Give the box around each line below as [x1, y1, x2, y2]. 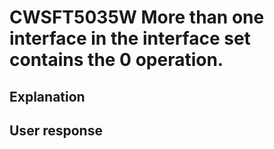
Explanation [9, 88, 86, 105]
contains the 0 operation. [9, 49, 224, 71]
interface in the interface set [9, 27, 251, 50]
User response [9, 122, 103, 139]
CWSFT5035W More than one [9, 6, 265, 29]
